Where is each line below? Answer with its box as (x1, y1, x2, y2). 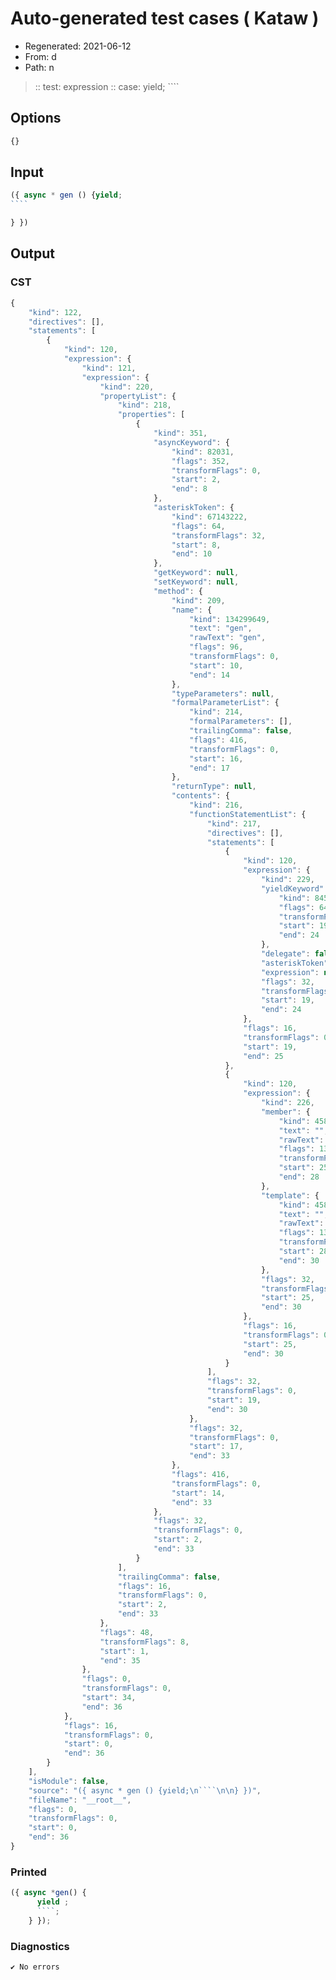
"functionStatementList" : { (189, 809, 307, 819)
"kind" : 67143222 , (171, 512, 248, 522)
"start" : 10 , (189, 660, 244, 671)
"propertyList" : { (99, 391, 177, 401)
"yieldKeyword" (260, 883, 325, 894)
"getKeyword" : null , (153, 568, 240, 578)
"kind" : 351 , (153, 428, 208, 438)
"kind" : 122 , (28, 307, 83, 317)
